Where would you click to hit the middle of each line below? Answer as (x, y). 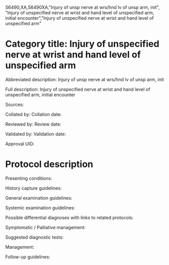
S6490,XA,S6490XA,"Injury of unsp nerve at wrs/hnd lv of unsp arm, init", (82, 7)
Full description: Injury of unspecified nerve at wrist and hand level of (78, 89)
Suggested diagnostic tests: (35, 237)
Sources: (15, 104)
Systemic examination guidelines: (40, 208)
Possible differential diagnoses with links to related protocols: (69, 217)
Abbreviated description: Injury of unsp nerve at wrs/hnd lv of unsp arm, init (84, 79)
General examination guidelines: (39, 198)
